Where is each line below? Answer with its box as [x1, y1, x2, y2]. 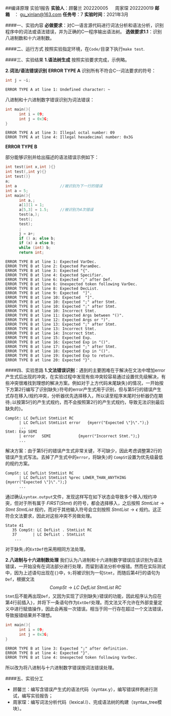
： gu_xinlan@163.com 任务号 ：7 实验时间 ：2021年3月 [14, 11, 129, 17]
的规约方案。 [5, 460, 32, 467]
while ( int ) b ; [18, 245, 51, 250]
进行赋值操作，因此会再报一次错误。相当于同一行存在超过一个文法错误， [14, 606, 166, 612]
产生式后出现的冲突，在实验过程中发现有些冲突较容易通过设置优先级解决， [5, 374, 161, 380]
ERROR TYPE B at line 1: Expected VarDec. [5, 259, 97, 264]
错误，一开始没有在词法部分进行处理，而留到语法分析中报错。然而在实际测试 [5, 563, 166, 569]
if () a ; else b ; [18, 236, 56, 241]
